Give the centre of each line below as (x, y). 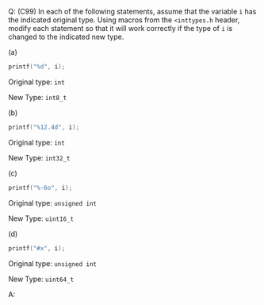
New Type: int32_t (39, 157)
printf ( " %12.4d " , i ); (44, 127)
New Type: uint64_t (41, 279)
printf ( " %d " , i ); (37, 67)
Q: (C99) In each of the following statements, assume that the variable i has (132, 12)
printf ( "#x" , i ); (37, 248)
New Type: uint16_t (41, 218)
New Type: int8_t (38, 97)
